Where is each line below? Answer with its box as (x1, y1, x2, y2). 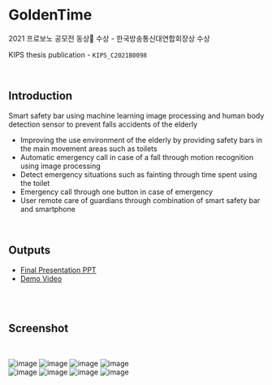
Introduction (8, 89, 73, 103)
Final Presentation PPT (19, 265, 97, 275)
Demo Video (19, 274, 63, 283)
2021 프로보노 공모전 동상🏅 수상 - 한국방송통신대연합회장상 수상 (8, 33, 210, 43)
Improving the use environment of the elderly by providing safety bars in (19, 135, 262, 145)
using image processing (19, 161, 101, 171)
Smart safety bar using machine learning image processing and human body (8, 110, 265, 120)
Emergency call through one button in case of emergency (19, 187, 214, 197)
